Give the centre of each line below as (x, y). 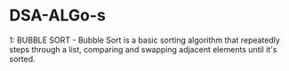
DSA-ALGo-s (58, 16)
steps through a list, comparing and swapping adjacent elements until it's (143, 49)
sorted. (22, 59)
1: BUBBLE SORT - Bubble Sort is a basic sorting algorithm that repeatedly (144, 40)
